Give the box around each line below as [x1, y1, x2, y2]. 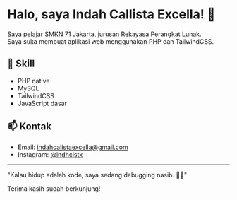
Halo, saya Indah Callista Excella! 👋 [7, 6, 216, 23]
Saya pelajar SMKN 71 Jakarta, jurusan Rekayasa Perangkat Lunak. [7, 30, 202, 38]
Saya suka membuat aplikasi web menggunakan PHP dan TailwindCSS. [7, 37, 214, 45]
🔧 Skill [7, 58, 35, 70]
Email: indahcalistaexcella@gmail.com [17, 143, 128, 151]
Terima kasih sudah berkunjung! [7, 184, 101, 193]
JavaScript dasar [17, 99, 67, 107]
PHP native [17, 76, 50, 85]
